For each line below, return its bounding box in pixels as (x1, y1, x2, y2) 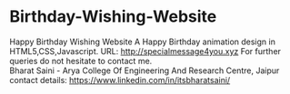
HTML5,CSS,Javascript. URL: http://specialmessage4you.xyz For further (9, 45, 282, 56)
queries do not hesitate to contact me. (9, 55, 153, 66)
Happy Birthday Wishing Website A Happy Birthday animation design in (9, 36, 275, 47)
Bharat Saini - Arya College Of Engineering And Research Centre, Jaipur (9, 65, 280, 76)
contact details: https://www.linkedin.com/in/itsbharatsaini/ (9, 74, 231, 85)
